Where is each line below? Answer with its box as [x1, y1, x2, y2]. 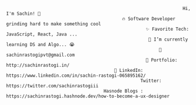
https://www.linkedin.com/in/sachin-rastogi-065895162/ [6, 73, 146, 78]
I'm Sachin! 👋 [6, 11, 41, 17]
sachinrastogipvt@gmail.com [6, 52, 75, 58]
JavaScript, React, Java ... [6, 31, 78, 37]
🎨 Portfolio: [145, 57, 178, 63]
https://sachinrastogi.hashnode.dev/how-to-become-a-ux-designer [6, 93, 170, 99]
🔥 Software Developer [122, 16, 175, 22]
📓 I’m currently [148, 37, 188, 42]
